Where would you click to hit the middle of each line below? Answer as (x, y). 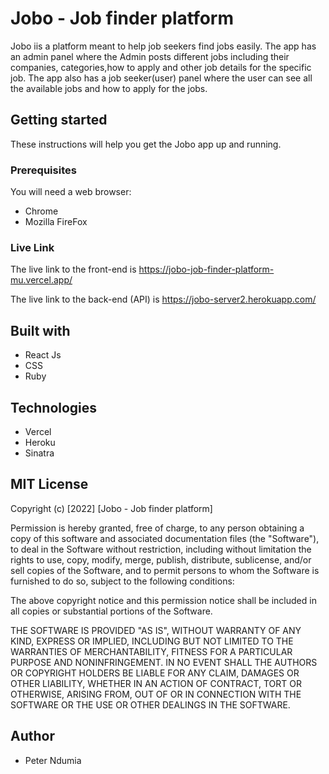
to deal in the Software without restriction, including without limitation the (161, 549)
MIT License (49, 484)
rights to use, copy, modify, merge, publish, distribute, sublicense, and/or (161, 559)
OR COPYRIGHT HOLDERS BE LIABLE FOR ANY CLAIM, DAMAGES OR (155, 673)
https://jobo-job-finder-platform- (206, 269)
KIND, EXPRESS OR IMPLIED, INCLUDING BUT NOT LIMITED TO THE (152, 641)
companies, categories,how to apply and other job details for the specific (161, 67)
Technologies (54, 407)
